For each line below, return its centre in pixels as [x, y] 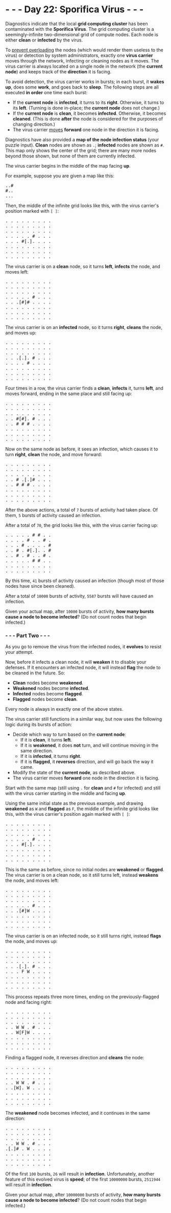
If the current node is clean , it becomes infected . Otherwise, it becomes [89, 113]
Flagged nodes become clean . [45, 699]
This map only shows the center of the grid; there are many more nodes [81, 150]
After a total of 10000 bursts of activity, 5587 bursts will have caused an [79, 596]
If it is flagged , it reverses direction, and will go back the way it [87, 762]
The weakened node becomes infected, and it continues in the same [78, 1113]
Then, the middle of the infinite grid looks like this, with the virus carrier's [82, 205]
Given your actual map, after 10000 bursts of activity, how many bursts [80, 611]
